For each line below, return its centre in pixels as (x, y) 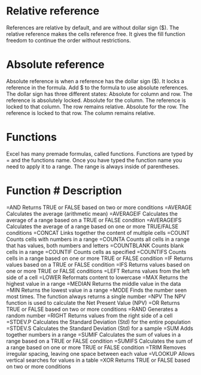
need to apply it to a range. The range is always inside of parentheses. (93, 167)
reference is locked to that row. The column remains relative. (81, 113)
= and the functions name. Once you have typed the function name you (94, 160)
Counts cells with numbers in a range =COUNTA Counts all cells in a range (98, 239)
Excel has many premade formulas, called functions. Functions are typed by (100, 153)
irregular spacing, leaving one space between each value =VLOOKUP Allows (100, 353)
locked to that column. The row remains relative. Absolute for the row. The (98, 107)
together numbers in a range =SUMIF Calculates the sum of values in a (94, 334)
